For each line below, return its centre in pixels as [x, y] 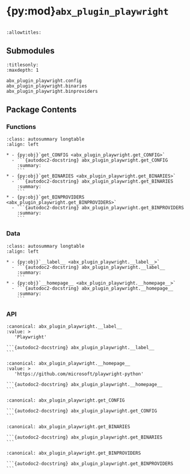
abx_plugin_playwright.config [44, 81]
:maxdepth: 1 [23, 70]
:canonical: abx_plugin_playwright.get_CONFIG [66, 400]
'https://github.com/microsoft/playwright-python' [79, 374]
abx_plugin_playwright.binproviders [52, 91]
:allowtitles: [24, 32]
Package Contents [41, 110]
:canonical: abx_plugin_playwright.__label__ [64, 327]
